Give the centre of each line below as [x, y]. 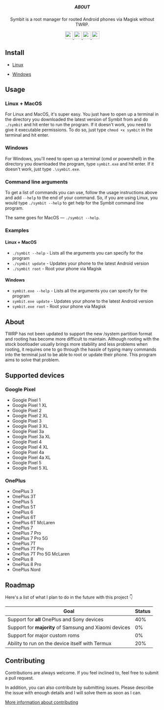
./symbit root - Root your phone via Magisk [57, 269]
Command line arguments [36, 182]
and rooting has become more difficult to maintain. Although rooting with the [82, 339]
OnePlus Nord [26, 569]
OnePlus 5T [24, 507]
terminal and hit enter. [27, 135]
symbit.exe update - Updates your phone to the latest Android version [83, 301]
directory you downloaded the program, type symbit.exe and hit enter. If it [80, 164]
